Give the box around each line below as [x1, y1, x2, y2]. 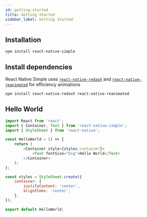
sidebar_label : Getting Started [5, 17, 73, 22]
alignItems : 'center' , [23, 188, 71, 194]
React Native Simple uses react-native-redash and [5, 76, 112, 82]
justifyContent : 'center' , [23, 184, 80, 189]
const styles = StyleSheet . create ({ [5, 174, 82, 180]
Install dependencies [5, 63, 72, 71]
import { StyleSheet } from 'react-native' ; [5, 127, 100, 133]
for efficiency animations [29, 81, 81, 88]
